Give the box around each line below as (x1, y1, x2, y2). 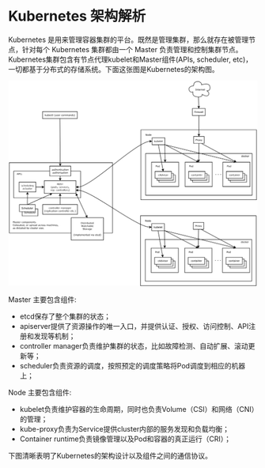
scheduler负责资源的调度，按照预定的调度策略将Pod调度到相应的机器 (19, 360, 246, 370)
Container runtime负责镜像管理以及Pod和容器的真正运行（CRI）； (19, 434, 232, 443)
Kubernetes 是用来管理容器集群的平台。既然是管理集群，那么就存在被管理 (8, 35, 249, 44)
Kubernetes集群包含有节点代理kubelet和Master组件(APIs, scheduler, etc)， (8, 55, 253, 64)
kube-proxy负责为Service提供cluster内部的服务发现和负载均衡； (19, 424, 230, 433)
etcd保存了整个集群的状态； (19, 311, 111, 321)
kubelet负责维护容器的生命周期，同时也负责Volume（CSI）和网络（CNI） (19, 404, 256, 413)
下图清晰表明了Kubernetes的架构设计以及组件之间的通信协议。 (8, 451, 212, 460)
